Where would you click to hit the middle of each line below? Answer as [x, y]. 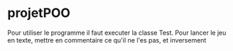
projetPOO [39, 13]
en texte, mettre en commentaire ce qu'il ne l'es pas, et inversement [107, 40]
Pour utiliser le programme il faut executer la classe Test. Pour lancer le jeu [117, 33]
